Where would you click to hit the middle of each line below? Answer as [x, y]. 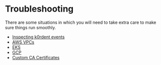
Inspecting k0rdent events [38, 37]
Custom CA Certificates [36, 57]
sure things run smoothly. [31, 27]
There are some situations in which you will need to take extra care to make [81, 22]
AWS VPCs [23, 42]
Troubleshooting [39, 9]
